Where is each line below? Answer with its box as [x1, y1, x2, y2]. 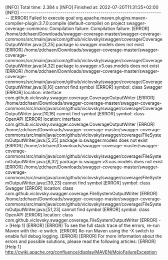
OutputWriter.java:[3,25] [5, 42, 55, 47]
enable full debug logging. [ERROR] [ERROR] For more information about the [5, 233, 162, 239]
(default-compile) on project [67, 20, 125, 26]
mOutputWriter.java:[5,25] [5, 137, 59, 143]
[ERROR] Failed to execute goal [10, 15, 75, 21]
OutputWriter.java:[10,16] [5, 111, 56, 117]
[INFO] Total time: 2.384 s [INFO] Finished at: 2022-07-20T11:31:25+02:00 [5, 5, 158, 10]
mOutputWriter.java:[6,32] [5, 159, 59, 164]
